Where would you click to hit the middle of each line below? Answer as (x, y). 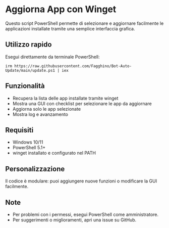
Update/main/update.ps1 (30, 70)
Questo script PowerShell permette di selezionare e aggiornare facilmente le (84, 23)
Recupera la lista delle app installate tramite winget (65, 98)
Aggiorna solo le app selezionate (47, 109)
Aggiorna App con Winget (61, 9)
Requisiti (19, 130)
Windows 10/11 (28, 142)
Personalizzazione (35, 169)
